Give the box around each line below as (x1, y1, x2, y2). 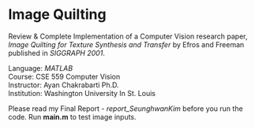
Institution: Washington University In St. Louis (8, 88, 156, 98)
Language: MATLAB (8, 63, 73, 72)
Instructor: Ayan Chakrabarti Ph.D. (8, 80, 120, 90)
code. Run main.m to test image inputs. (8, 112, 137, 121)
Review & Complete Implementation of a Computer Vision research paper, (8, 31, 248, 41)
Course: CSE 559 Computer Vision (8, 72, 121, 81)
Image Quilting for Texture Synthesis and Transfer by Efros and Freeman (8, 39, 245, 49)
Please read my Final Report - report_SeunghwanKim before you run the (8, 104, 243, 113)
